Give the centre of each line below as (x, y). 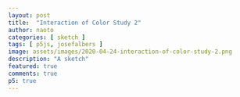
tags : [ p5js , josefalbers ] (56, 45)
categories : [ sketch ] (47, 37)
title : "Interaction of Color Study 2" (75, 23)
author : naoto (31, 30)
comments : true (33, 74)
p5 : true (22, 81)
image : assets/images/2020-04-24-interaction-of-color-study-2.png (120, 52)
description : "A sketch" (48, 59)
